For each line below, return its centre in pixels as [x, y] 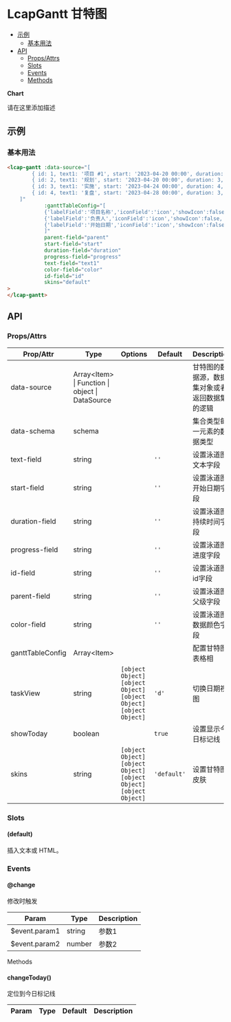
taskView [25, 693]
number [79, 944]
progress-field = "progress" [82, 257]
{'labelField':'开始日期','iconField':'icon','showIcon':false [134, 225]
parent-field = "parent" [76, 238]
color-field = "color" [73, 270]
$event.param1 [35, 931]
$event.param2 [35, 944]
